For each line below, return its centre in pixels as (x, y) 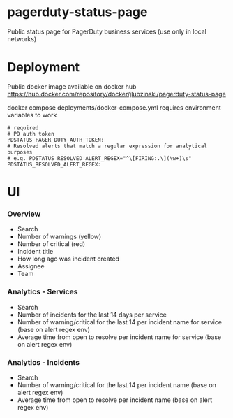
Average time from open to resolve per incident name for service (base (119, 337)
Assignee (31, 266)
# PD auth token (31, 134)
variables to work (32, 115)
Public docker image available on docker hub (72, 86)
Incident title (35, 252)
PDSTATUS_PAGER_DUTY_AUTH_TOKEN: (56, 140)
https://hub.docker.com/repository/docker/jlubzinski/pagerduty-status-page (117, 94)
